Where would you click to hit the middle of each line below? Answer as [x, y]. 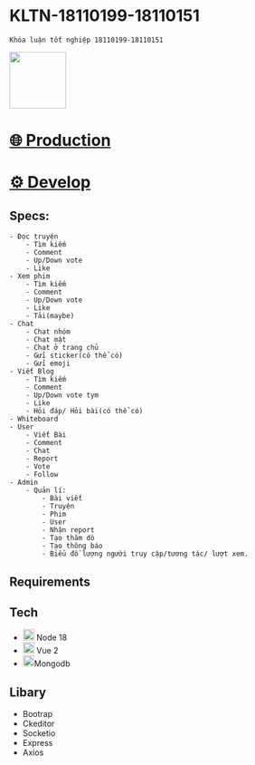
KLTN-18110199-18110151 [105, 16]
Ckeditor [38, 724]
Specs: [29, 215]
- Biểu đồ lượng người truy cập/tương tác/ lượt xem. [145, 554]
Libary [28, 692]
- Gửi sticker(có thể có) [75, 356]
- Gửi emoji [48, 363]
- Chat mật [46, 340]
